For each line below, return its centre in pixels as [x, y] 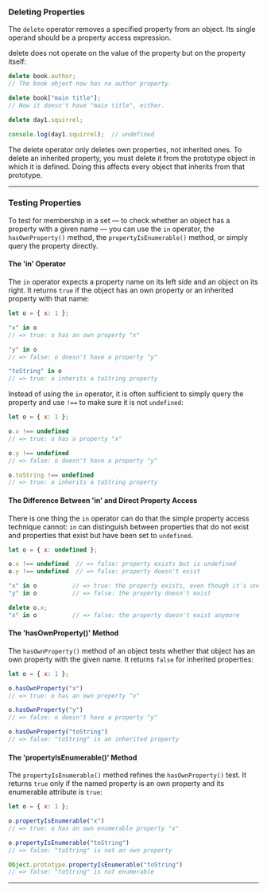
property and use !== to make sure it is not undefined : [96, 403]
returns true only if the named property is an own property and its [116, 784]
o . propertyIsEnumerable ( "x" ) [56, 821]
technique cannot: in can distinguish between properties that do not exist [129, 527]
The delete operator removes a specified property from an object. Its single [132, 29]
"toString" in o [35, 371]
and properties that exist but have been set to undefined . [101, 535]
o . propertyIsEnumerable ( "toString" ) [69, 843]
